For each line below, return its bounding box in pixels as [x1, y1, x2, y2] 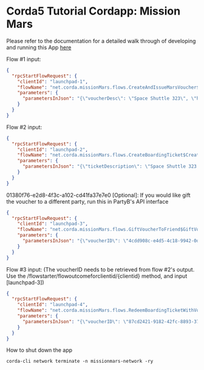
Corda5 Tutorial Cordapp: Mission [6, 4, 181, 18]
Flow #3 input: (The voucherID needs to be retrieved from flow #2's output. [6, 266, 195, 273]
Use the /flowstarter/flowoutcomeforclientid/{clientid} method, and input [6, 272, 188, 279]
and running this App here [6, 44, 72, 51]
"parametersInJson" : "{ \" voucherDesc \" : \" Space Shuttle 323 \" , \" [22, 95, 197, 101]
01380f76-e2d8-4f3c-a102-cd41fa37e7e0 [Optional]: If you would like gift [6, 191, 191, 199]
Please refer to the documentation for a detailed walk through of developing [6, 37, 196, 44]
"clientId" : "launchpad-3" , [17, 221, 88, 227]
